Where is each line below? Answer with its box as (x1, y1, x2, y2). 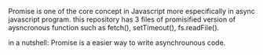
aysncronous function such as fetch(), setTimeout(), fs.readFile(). (8, 23, 220, 32)
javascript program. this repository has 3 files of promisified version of (8, 15, 236, 24)
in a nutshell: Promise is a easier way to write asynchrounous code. (8, 38, 226, 47)
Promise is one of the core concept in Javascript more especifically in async (8, 7, 255, 15)
